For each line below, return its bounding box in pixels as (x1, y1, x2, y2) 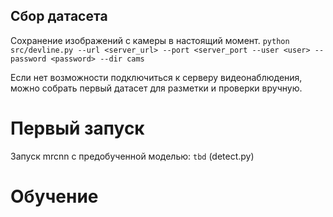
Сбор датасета (10, 8, 108, 25)
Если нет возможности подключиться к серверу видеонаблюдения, (10, 71, 303, 83)
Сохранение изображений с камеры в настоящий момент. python (10, 34, 290, 46)
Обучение (10, 185, 99, 208)
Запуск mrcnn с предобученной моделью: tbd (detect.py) (10, 150, 255, 162)
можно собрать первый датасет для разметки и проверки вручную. (10, 82, 303, 94)
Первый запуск (10, 117, 145, 139)
